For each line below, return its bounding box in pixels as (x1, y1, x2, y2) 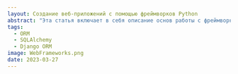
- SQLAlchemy (13, 37, 52, 44)
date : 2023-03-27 (7, 56, 59, 63)
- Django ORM (13, 43, 52, 50)
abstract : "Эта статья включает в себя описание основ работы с (7, 17, 201, 24)
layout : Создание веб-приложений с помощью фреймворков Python (7, 10, 198, 18)
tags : (7, 23, 23, 30)
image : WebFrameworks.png (7, 50, 84, 57)
